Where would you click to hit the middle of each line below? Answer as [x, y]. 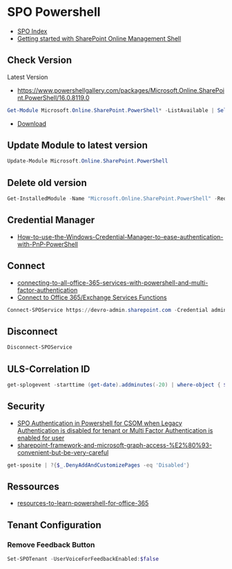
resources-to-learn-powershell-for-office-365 [83, 503]
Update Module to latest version [78, 146]
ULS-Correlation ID [49, 369]
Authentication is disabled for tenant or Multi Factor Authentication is [115, 430]
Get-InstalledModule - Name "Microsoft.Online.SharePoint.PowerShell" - [112, 199]
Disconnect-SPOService [40, 347]
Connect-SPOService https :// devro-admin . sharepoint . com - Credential [108, 310]
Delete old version [47, 183]
